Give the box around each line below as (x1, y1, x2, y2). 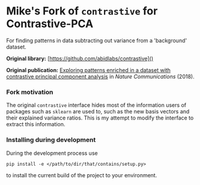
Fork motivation (6, 88, 53, 96)
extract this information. (6, 121, 65, 128)
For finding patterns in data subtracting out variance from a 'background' (6, 37, 187, 44)
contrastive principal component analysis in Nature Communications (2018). (6, 73, 195, 80)
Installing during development (6, 136, 96, 144)
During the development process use (6, 149, 98, 157)
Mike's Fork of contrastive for (6, 4, 158, 18)
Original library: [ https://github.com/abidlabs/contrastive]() (6, 55, 154, 62)
